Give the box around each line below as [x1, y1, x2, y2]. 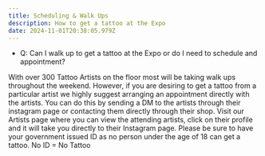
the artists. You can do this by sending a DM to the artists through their [8, 98, 241, 108]
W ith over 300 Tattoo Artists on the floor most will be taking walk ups [8, 73, 236, 82]
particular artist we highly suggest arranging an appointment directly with [8, 90, 250, 99]
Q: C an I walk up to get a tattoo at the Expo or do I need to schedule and [19, 49, 258, 58]
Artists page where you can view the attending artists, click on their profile [8, 115, 253, 125]
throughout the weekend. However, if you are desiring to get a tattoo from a [8, 81, 257, 90]
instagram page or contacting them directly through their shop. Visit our [8, 106, 245, 116]
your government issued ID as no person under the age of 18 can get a [8, 132, 241, 142]
